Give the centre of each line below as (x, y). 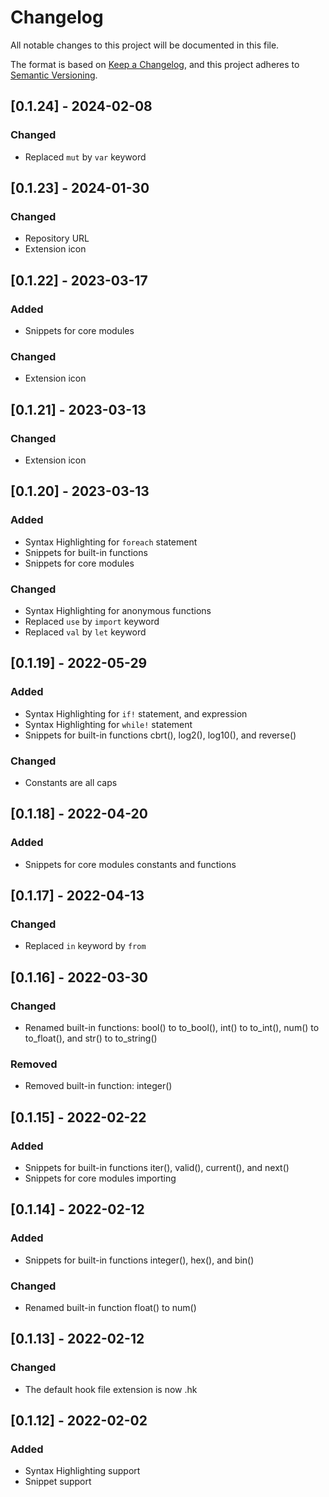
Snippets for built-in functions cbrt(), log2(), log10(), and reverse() (160, 735)
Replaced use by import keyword (92, 621)
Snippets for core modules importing (100, 1178)
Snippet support (58, 1482)
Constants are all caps (71, 782)
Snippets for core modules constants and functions (130, 864)
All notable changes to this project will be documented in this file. (145, 45)
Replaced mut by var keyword (85, 157)
